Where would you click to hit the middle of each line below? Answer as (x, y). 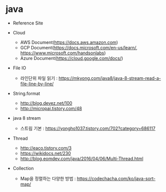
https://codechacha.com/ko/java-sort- (116, 179)
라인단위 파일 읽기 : (39, 78)
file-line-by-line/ (37, 84)
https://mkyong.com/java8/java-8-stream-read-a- (110, 78)
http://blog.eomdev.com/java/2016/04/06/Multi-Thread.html (82, 159)
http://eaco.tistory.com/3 (46, 148)
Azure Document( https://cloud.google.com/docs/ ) (72, 58)
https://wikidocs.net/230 (45, 153)
